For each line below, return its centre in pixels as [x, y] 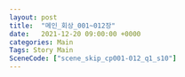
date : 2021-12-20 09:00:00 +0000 [75, 34]
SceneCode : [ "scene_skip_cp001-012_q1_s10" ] [93, 58]
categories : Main [41, 42]
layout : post [33, 17]
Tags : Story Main [41, 50]
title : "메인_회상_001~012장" [62, 26]
